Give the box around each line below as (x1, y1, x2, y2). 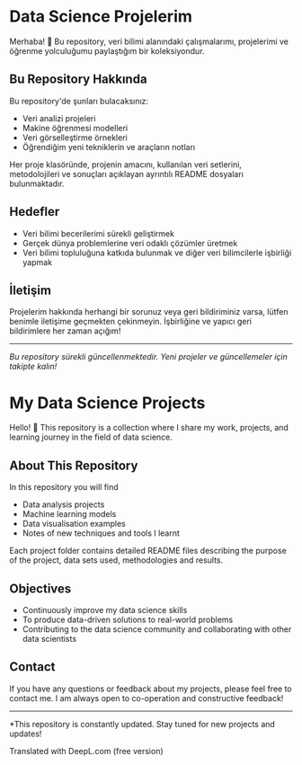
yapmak (22, 256, 52, 267)
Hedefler (9, 204, 60, 219)
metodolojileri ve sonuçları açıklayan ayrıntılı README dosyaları (9, 168, 244, 179)
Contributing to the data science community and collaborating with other (22, 623, 292, 635)
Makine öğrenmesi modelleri (22, 122, 129, 133)
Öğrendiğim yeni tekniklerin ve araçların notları (22, 141, 196, 152)
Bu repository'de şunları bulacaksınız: (9, 95, 149, 106)
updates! (9, 728, 42, 739)
